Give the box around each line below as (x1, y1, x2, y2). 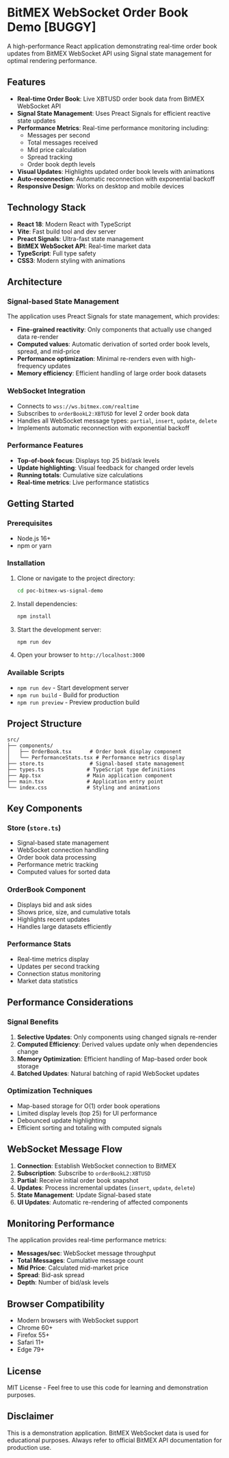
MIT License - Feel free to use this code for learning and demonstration (7, 1383, 208, 1392)
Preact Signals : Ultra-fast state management (16, 234, 144, 242)
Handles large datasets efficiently (16, 922, 112, 931)
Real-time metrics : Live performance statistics (16, 478, 149, 486)
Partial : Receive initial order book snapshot (16, 1176, 139, 1184)
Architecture (7, 276, 63, 288)
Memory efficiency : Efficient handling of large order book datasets (16, 369, 207, 377)
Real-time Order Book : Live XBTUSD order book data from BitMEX (16, 95, 205, 103)
